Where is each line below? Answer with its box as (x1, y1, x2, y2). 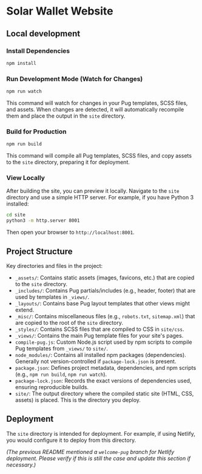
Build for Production (6, 127, 67, 136)
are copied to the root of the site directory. (15, 319, 123, 326)
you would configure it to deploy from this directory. (6, 436, 136, 444)
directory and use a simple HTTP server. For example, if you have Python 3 (6, 194, 194, 201)
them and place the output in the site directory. (6, 112, 126, 119)
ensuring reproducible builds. (15, 383, 89, 390)
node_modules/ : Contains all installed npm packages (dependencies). (15, 351, 186, 358)
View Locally (6, 174, 45, 182)
